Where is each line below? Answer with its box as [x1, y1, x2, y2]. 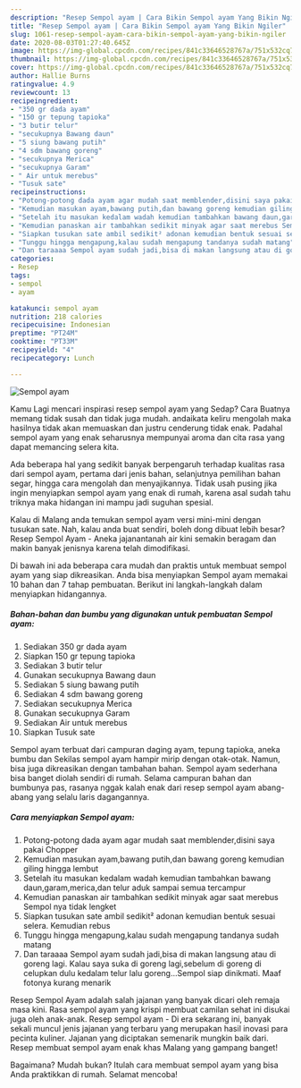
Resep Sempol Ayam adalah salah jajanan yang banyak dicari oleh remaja [10, 994, 280, 1005]
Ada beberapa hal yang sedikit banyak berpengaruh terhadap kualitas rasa [10, 458, 285, 470]
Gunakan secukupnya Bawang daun [22, 669, 156, 680]
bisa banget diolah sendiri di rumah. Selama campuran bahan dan [10, 772, 252, 783]
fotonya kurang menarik [22, 977, 112, 988]
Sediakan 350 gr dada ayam [22, 641, 128, 651]
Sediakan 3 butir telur [22, 659, 103, 671]
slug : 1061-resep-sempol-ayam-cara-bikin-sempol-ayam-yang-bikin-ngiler [10, 30, 287, 38]
